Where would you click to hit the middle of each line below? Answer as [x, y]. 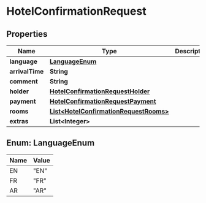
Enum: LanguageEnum [51, 143]
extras [19, 121]
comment [24, 81]
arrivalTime [27, 71]
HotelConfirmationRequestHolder [100, 91]
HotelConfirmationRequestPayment [103, 101]
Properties [27, 34]
